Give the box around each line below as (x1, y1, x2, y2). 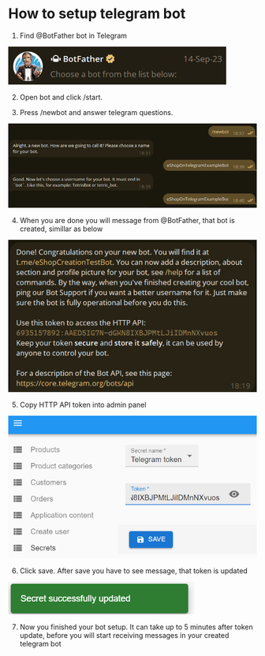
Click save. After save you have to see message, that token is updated (19, 566, 248, 576)
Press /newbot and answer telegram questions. (19, 107, 174, 117)
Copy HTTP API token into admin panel (19, 400, 147, 409)
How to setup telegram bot (8, 5, 186, 23)
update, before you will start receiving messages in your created (19, 631, 230, 640)
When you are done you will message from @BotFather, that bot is (19, 216, 235, 225)
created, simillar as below (19, 224, 103, 233)
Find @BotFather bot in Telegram (19, 31, 128, 40)
